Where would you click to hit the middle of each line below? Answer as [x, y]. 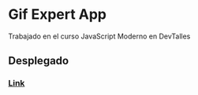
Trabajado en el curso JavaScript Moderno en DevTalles [99, 36]
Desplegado [39, 61]
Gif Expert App [57, 15]
